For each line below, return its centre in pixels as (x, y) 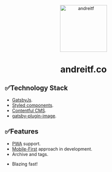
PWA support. (26, 143)
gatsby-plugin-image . (34, 116)
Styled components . (32, 105)
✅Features (21, 132)
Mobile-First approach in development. (52, 149)
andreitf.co (83, 69)
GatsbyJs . (22, 100)
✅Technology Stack (36, 88)
